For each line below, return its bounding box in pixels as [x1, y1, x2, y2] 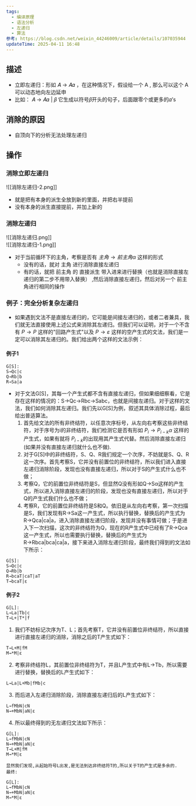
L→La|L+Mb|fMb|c [6, 680, 46, 686]
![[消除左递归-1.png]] [6, 241, 57, 248]
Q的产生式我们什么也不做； [23, 495, 90, 502]
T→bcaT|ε [6, 578, 28, 584]
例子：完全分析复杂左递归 [6, 299, 79, 307]
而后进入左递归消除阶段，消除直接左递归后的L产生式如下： [14, 691, 157, 698]
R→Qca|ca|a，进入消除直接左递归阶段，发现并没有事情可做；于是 [23, 517, 183, 524]
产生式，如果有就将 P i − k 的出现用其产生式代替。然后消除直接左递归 [23, 435, 186, 443]
